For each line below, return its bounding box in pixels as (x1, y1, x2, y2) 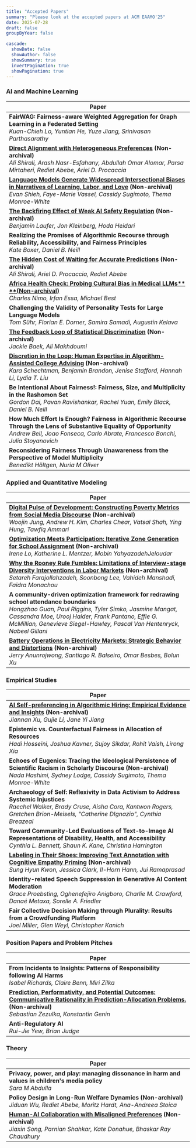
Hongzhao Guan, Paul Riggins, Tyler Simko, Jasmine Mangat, (9, 605, 178, 613)
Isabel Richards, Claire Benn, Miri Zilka (9, 978, 115, 986)
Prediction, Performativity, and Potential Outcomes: (9, 988, 156, 996)
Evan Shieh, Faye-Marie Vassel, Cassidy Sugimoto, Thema (9, 190, 171, 198)
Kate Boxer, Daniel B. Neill (9, 245, 80, 253)
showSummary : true (11, 57, 57, 63)
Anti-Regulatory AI (9, 1019, 64, 1027)
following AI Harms (9, 971, 64, 979)
